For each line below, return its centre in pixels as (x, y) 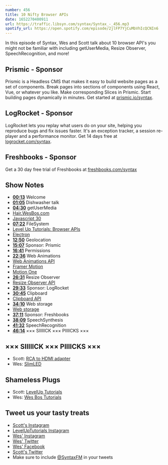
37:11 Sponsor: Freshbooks (40, 315)
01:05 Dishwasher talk (36, 203)
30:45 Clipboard (30, 293)
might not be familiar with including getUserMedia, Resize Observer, (76, 48)
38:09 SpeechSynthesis (38, 320)
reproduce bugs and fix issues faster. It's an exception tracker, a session (80, 131)
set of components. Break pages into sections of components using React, (82, 86)
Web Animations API (34, 261)
